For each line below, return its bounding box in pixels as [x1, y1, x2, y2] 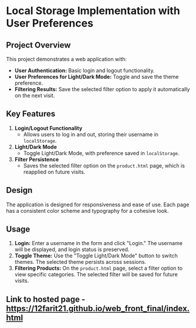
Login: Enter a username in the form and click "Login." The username [14, 240, 183, 247]
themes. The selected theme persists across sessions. [14, 259, 147, 266]
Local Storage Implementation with [6, 4, 180, 18]
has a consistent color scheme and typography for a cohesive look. [6, 207, 169, 214]
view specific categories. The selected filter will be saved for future [14, 271, 178, 278]
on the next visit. [14, 92, 55, 99]
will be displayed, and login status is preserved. [14, 246, 130, 253]
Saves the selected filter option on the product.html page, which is [23, 162, 185, 169]
